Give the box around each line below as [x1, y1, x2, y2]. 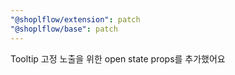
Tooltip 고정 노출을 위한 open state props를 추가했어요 [10, 52, 226, 65]
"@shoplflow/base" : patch [10, 24, 118, 34]
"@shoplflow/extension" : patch [10, 14, 141, 25]
